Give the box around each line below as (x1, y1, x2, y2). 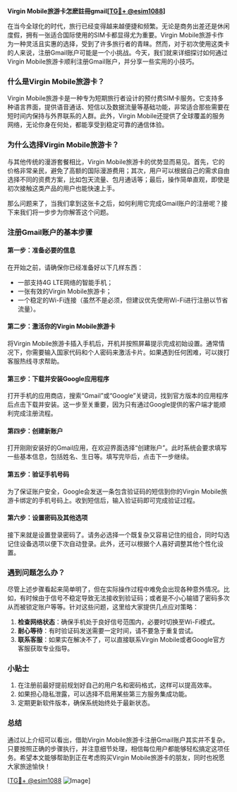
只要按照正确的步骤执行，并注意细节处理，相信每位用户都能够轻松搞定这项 (7, 744, 224, 752)
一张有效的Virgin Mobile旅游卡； (17, 286, 112, 296)
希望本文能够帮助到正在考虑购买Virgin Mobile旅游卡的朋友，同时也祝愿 (19, 753, 225, 762)
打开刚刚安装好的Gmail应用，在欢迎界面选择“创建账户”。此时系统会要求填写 (7, 443, 227, 452)
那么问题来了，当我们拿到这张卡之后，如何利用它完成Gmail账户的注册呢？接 (7, 199, 228, 207)
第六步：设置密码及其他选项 (7, 513, 88, 522)
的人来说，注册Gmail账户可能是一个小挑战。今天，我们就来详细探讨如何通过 (7, 49, 228, 57)
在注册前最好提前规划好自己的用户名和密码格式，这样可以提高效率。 (17, 681, 216, 689)
